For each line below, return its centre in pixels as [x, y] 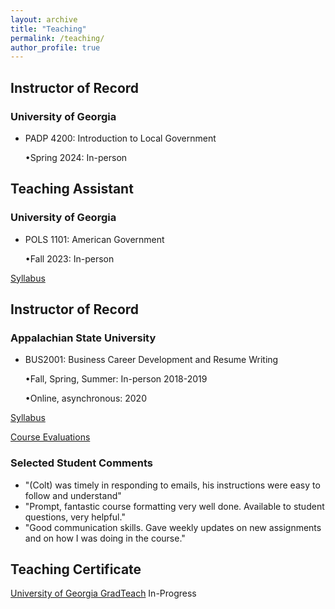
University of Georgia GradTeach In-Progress [103, 593]
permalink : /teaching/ [57, 38]
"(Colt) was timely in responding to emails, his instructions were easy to [172, 485]
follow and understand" [73, 495]
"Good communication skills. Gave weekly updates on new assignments [173, 527]
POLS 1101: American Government [94, 239]
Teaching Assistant [72, 189]
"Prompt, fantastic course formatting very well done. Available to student [174, 506]
